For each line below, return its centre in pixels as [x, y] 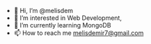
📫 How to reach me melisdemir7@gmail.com [79, 33]
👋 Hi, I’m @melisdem [43, 11]
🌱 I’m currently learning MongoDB [62, 25]
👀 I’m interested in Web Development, [67, 18]
